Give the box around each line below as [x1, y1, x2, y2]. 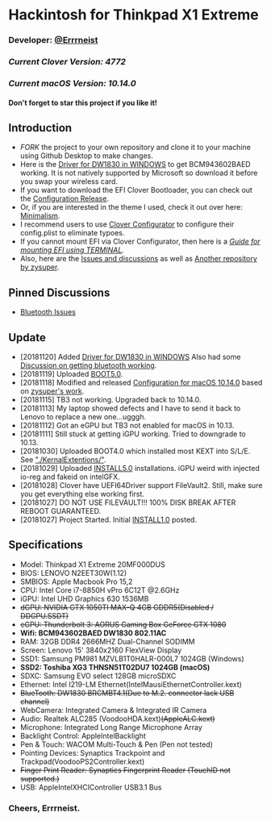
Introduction [8, 121, 73, 135]
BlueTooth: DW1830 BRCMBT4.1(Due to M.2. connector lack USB [19, 688, 235, 698]
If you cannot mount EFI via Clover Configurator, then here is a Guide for [19, 236, 261, 247]
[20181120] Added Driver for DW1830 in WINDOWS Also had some [19, 352, 241, 361]
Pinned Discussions [8, 285, 110, 299]
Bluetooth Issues [19, 307, 77, 317]
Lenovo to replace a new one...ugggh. [19, 411, 147, 421]
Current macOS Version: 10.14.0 [8, 77, 137, 89]
